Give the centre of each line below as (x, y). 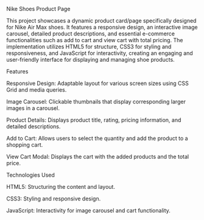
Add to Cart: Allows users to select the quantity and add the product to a (97, 138)
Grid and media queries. (37, 90)
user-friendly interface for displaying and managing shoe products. (90, 60)
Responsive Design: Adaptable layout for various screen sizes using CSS (97, 83)
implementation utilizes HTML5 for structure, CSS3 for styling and (89, 46)
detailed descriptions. (33, 127)
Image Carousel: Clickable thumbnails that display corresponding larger (96, 101)
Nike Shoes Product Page (38, 9)
